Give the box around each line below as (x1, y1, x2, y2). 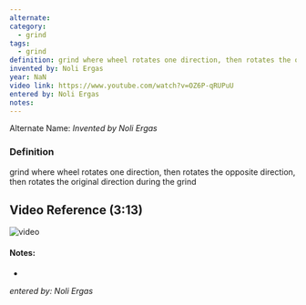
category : (9, 22, 47, 31)
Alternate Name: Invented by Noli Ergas (9, 123, 158, 134)
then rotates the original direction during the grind (9, 176, 198, 187)
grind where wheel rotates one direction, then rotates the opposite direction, (9, 166, 296, 178)
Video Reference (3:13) (9, 202, 143, 219)
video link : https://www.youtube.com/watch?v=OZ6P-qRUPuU (9, 81, 234, 90)
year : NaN (9, 73, 47, 82)
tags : (9, 38, 30, 48)
